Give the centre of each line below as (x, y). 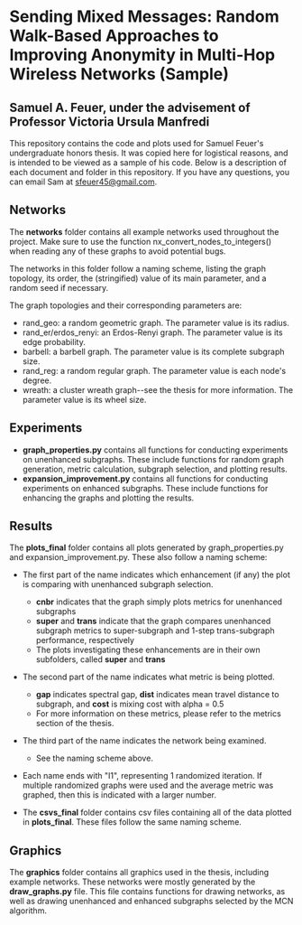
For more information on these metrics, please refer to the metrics (158, 714)
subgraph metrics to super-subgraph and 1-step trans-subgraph (155, 631)
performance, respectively (85, 640)
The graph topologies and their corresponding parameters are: (126, 305)
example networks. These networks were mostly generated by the (133, 882)
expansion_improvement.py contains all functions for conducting (145, 478)
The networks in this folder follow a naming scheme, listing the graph (137, 268)
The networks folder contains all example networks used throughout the (144, 231)
